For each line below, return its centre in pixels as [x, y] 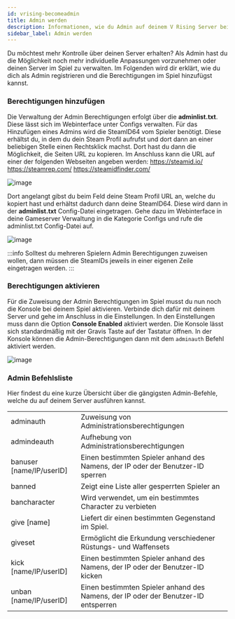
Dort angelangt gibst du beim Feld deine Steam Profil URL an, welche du [111, 196]
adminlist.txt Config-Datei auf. [51, 226]
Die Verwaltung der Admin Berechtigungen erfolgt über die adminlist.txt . [113, 117]
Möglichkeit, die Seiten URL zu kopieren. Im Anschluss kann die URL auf [111, 154]
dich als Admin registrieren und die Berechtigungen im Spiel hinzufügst [110, 76]
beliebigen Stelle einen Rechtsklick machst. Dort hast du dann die [102, 146]
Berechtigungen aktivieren [54, 286]
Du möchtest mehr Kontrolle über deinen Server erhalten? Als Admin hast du [117, 53]
